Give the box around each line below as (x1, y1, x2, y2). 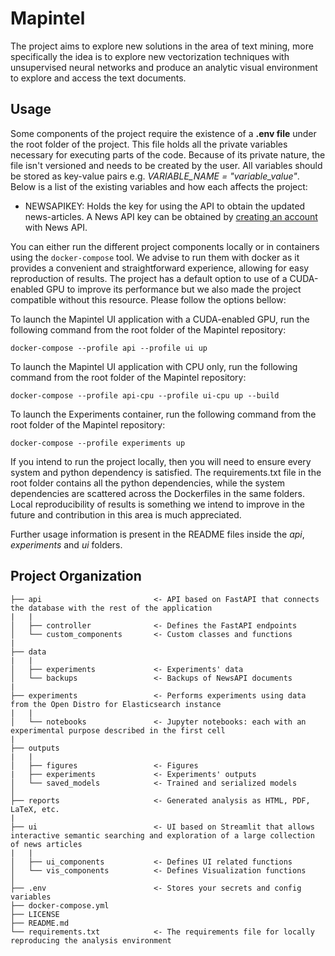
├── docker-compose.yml (10, 900, 110, 911)
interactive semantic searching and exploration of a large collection (10, 830, 315, 841)
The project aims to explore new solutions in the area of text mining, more (10, 40, 314, 52)
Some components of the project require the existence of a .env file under (10, 127, 317, 139)
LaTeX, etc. (10, 804, 60, 814)
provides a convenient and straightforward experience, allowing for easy (10, 262, 310, 274)
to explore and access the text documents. (10, 72, 187, 84)
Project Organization (10, 568, 142, 585)
